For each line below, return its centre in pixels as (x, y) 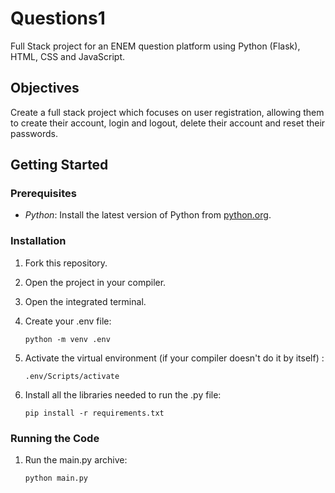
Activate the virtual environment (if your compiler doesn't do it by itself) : (174, 358)
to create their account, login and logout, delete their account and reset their (168, 123)
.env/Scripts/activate (72, 376)
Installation (38, 241)
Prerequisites (43, 194)
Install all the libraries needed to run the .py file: (123, 394)
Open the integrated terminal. (85, 301)
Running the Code (55, 438)
